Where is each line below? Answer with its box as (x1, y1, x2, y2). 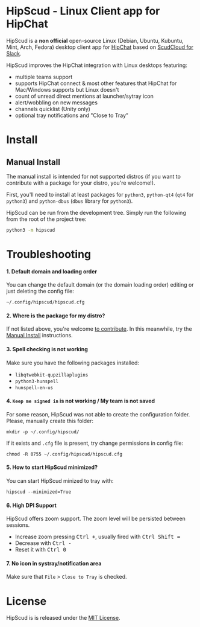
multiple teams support (14, 73, 73, 80)
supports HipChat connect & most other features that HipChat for (14, 80, 177, 87)
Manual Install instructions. (6, 332, 73, 339)
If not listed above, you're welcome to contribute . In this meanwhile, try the (6, 325, 192, 333)
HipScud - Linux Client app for (6, 4, 160, 18)
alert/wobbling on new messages (14, 98, 98, 106)
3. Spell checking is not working (6, 346, 89, 352)
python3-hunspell (14, 378, 59, 384)
